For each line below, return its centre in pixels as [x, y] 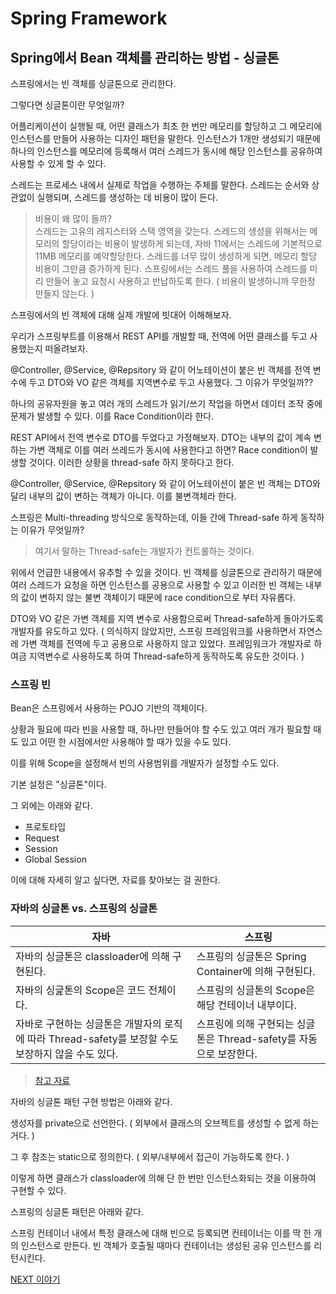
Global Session [55, 859]
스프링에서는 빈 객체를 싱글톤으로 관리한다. [93, 83]
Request [42, 838]
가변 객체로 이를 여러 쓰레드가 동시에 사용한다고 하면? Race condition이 [168, 450]
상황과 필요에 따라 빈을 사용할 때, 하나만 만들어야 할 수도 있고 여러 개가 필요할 [161, 729]
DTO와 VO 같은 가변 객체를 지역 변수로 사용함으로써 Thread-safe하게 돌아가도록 [167, 618]
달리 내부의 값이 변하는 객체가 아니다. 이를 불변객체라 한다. [123, 496]
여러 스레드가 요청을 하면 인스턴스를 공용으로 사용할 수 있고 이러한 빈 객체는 [157, 585]
